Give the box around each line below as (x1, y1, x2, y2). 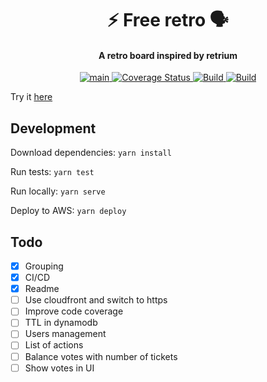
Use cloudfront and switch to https (24, 294, 168, 306)
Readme (24, 283, 60, 295)
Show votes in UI (24, 362, 95, 374)
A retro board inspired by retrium (98, 49, 238, 61)
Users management (24, 328, 107, 340)
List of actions (24, 339, 84, 351)
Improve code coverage (24, 305, 124, 317)
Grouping (24, 260, 64, 272)
